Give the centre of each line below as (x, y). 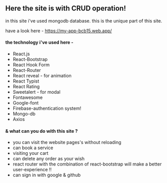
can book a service (33, 148)
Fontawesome (28, 97)
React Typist (26, 81)
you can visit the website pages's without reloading (67, 143)
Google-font (26, 103)
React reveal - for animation (42, 76)
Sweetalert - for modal (36, 92)
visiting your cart (30, 153)
